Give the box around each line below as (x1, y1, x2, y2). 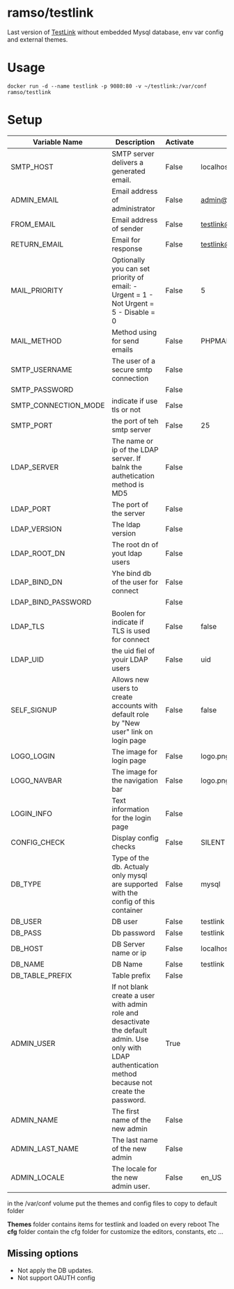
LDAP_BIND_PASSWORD (10, 597, 92, 607)
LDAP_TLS (10, 621, 45, 631)
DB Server (111, 939, 146, 948)
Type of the (111, 853, 150, 863)
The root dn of (111, 540, 159, 549)
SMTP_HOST (10, 162, 54, 171)
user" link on (111, 726, 153, 736)
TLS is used (111, 625, 150, 635)
